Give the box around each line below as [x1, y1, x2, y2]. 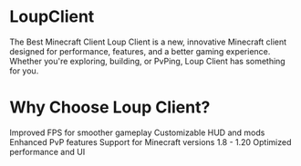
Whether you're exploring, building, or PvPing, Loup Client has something [9, 55, 285, 66]
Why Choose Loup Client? [9, 97, 211, 118]
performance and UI [9, 146, 86, 157]
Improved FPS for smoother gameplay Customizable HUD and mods [9, 127, 265, 138]
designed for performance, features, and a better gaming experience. [9, 45, 271, 56]
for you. [9, 65, 39, 76]
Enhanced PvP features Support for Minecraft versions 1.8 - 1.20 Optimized [9, 136, 292, 147]
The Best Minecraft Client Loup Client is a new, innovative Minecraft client [9, 36, 287, 47]
